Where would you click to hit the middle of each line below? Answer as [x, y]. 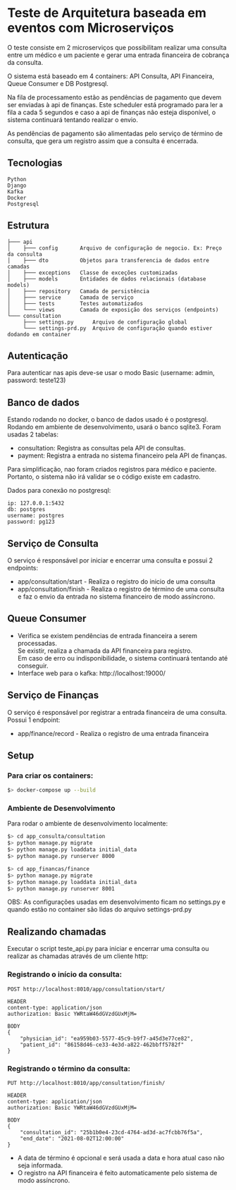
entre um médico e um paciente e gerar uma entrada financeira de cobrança [118, 55]
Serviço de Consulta [53, 543]
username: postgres [36, 516]
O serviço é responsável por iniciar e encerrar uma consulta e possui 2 [110, 560]
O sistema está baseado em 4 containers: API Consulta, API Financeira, [111, 76]
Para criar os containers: [50, 775]
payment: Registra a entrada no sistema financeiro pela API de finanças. [122, 455]
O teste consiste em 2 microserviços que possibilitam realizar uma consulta [117, 47]
